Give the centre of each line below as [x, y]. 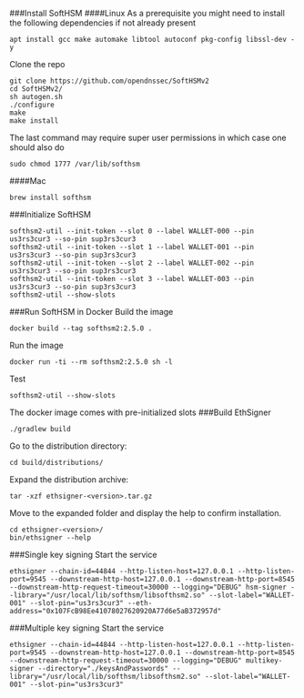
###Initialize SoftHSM [50, 214]
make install [34, 121]
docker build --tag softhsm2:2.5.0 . [81, 329]
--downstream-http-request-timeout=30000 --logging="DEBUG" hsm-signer [148, 587]
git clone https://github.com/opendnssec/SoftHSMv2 [109, 81]
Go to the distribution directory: [68, 446]
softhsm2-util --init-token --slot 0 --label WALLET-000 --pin [132, 231]
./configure [32, 105]
